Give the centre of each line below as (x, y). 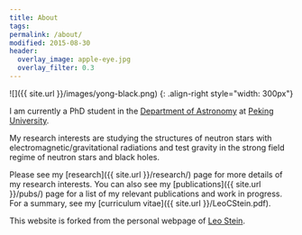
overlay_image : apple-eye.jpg (74, 59)
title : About (34, 18)
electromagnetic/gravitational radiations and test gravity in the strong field (147, 147)
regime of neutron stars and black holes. (85, 157)
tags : (19, 26)
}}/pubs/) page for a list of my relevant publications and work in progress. (146, 194)
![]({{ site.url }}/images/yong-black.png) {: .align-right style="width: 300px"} (151, 93)
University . (29, 120)
